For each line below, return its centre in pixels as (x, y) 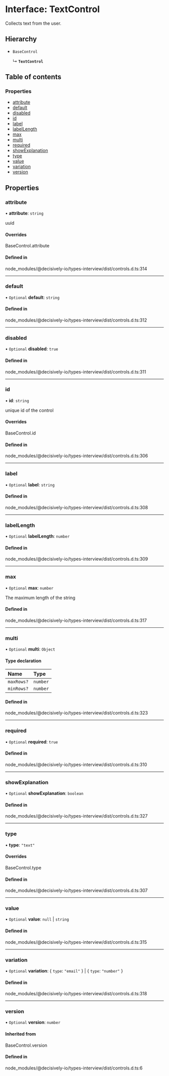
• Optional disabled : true (32, 349)
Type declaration (23, 661)
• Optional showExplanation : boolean (45, 793)
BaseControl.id (21, 433)
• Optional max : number (29, 588)
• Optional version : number (33, 1023)
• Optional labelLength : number (37, 536)
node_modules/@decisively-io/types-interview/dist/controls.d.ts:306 (77, 456)
